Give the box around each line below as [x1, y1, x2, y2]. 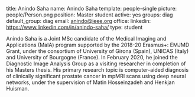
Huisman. [6, 85, 30, 92]
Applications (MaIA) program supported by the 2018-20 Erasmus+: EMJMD [6, 41, 190, 48]
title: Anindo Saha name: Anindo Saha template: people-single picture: [6, 5, 177, 12]
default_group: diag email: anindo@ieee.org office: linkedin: [6, 18, 151, 24]
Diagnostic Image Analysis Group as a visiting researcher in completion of [6, 60, 186, 67]
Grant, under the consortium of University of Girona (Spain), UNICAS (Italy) [6, 48, 189, 55]
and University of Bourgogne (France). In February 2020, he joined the [6, 54, 178, 61]
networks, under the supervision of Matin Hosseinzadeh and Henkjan [6, 79, 175, 86]
